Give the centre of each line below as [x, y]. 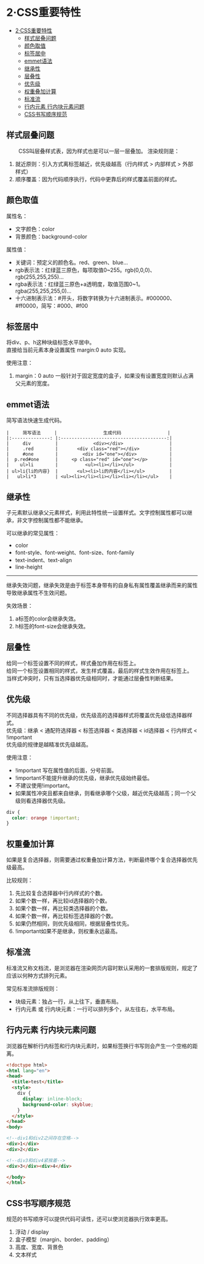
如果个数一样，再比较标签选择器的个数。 [66, 916]
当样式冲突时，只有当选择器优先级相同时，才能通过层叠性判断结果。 [91, 678]
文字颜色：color [35, 229]
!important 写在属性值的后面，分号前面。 [66, 770]
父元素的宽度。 [34, 383]
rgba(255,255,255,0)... [43, 291]
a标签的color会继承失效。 [47, 619]
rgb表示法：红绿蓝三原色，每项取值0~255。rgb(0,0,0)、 [85, 270]
